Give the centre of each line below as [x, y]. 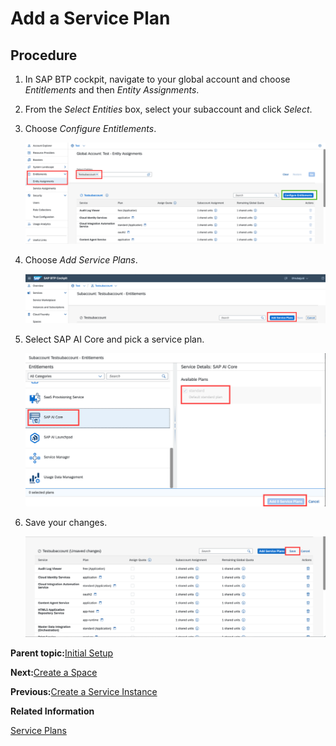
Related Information [52, 711]
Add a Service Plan [90, 18]
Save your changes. [66, 523]
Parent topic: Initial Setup [62, 653]
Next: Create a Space [54, 673]
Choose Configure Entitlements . [90, 128]
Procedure [44, 55]
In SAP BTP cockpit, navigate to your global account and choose [157, 79]
